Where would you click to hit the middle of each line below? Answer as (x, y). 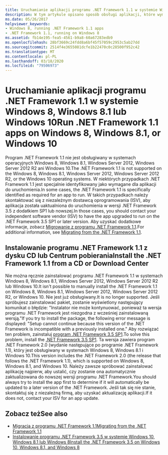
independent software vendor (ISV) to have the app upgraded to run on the (82, 216)
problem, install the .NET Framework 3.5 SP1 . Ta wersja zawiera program (80, 339)
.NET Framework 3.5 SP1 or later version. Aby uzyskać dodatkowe (73, 221)
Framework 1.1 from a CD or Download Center (77, 264)
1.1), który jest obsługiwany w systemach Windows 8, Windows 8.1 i (74, 350)
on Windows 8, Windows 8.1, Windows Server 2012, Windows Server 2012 (81, 292)
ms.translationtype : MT (30, 52)
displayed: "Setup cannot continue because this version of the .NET (75, 323)
